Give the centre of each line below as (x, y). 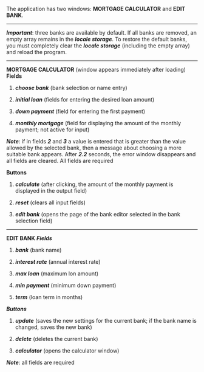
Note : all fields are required (40, 362)
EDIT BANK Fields (29, 238)
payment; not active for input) (52, 129)
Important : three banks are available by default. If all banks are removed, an (102, 33)
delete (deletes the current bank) (56, 339)
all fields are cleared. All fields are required (60, 161)
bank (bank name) (38, 250)
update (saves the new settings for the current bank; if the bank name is (106, 321)
